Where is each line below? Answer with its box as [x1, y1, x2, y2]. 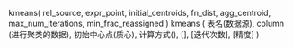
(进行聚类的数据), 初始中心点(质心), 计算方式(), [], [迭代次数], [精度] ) [8, 29, 260, 39]
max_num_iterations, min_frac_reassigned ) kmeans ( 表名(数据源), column [8, 18, 285, 28]
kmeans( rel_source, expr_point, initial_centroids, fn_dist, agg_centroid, [8, 8, 271, 18]
